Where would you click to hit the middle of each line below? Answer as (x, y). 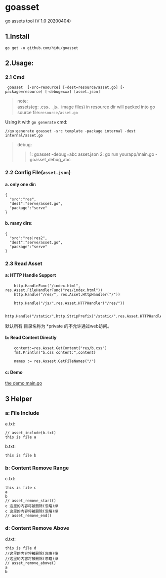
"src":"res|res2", (29, 238)
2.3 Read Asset (24, 263)
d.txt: (10, 539)
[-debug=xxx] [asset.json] (72, 92)
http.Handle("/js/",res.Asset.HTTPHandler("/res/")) (69, 303)
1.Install (17, 36)
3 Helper (19, 399)
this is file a (21, 437)
